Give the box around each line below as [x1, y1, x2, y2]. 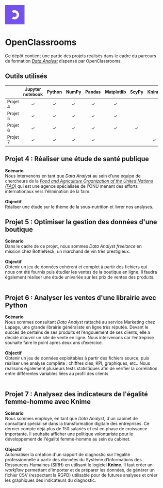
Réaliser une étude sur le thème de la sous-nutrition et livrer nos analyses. [5, 204, 154, 210]
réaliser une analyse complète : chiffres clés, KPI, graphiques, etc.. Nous [5, 360, 150, 366]
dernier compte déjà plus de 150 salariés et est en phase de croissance [5, 426, 147, 431]
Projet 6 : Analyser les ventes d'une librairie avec [5, 293, 157, 302]
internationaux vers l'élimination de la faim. [5, 188, 91, 194]
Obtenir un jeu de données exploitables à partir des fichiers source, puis [5, 355, 149, 361]
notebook [23, 92, 43, 98]
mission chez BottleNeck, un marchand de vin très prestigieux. [5, 248, 130, 254]
